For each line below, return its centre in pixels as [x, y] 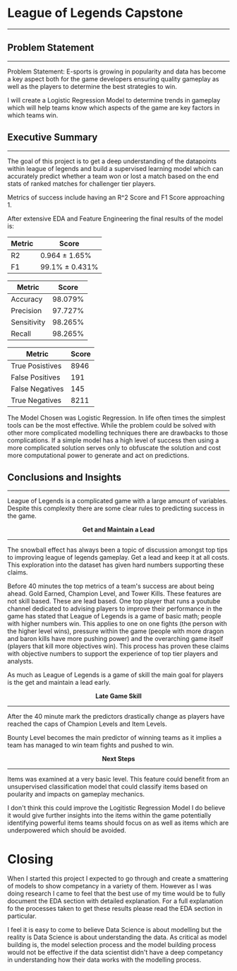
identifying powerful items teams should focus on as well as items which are [118, 823]
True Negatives [36, 400]
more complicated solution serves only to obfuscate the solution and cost [114, 447]
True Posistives [36, 365]
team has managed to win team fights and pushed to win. [91, 745]
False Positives [36, 377]
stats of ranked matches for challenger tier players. [82, 183]
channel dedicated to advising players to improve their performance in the [115, 608]
